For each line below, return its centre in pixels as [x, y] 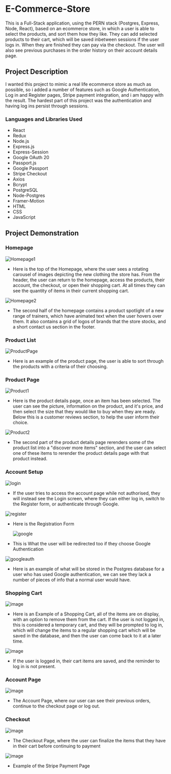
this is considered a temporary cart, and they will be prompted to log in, [88, 625]
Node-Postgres [29, 195]
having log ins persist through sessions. [47, 106]
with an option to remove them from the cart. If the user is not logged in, [89, 619]
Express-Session [30, 152]
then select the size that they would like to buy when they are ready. [84, 412]
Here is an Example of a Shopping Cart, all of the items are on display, [86, 614]
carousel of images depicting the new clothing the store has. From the [86, 274]
